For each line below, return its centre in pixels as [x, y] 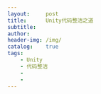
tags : [15, 54]
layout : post [33, 14]
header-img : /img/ [34, 40]
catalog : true [33, 47]
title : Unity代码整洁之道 [51, 20]
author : [19, 34]
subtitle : [22, 27]
